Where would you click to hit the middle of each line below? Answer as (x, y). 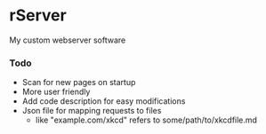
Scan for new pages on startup (79, 83)
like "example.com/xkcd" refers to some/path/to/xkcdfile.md (146, 120)
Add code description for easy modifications (104, 101)
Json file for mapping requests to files (92, 111)
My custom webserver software (68, 40)
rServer (38, 16)
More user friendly (56, 92)
